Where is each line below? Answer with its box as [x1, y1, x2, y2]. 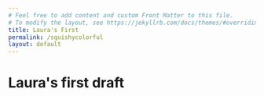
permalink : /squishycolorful [8, 33, 104, 41]
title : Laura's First [8, 26, 79, 34]
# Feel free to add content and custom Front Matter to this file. [8, 11, 234, 20]
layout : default [8, 41, 61, 48]
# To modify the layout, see [8, 19, 104, 27]
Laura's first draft [8, 74, 124, 92]
